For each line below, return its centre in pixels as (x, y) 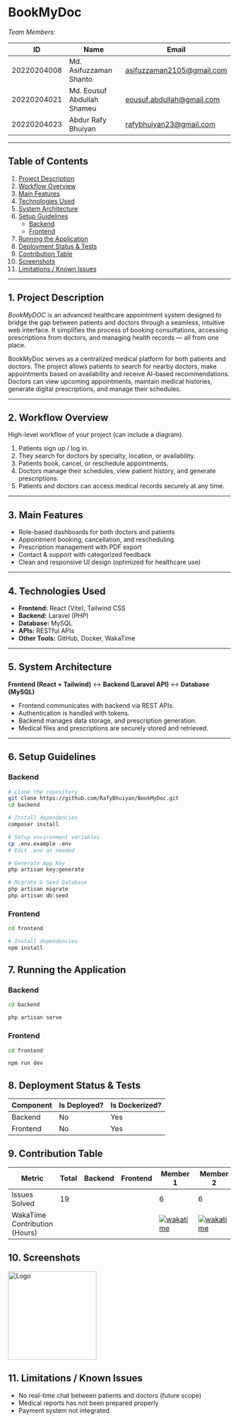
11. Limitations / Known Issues (76, 1378)
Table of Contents (48, 161)
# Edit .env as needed (41, 850)
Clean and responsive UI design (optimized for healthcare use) (109, 562)
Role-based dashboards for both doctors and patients (96, 532)
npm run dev (25, 1063)
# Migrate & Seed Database (48, 883)
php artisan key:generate (46, 870)
